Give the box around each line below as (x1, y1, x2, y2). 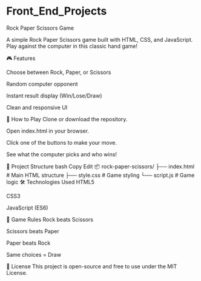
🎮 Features (6, 55, 36, 62)
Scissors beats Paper (6, 227, 59, 234)
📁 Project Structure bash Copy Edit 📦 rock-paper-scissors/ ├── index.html (6, 162, 195, 170)
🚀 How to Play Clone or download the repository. (6, 115, 128, 122)
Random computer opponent (6, 80, 78, 87)
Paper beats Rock (6, 239, 51, 246)
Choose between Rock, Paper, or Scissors (6, 68, 111, 76)
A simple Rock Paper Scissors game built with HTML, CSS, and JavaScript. (6, 36, 193, 43)
